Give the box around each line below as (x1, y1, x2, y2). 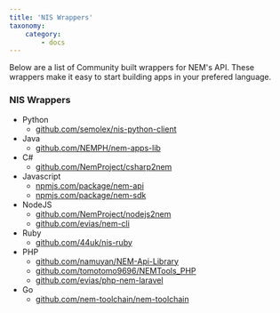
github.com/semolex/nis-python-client (35, 124, 177, 134)
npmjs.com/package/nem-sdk (35, 189, 147, 200)
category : (25, 29, 62, 38)
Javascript (21, 171, 61, 181)
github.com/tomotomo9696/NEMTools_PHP (35, 265, 197, 276)
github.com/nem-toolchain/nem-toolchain (35, 293, 189, 304)
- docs (41, 37, 66, 47)
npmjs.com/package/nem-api (35, 180, 145, 191)
